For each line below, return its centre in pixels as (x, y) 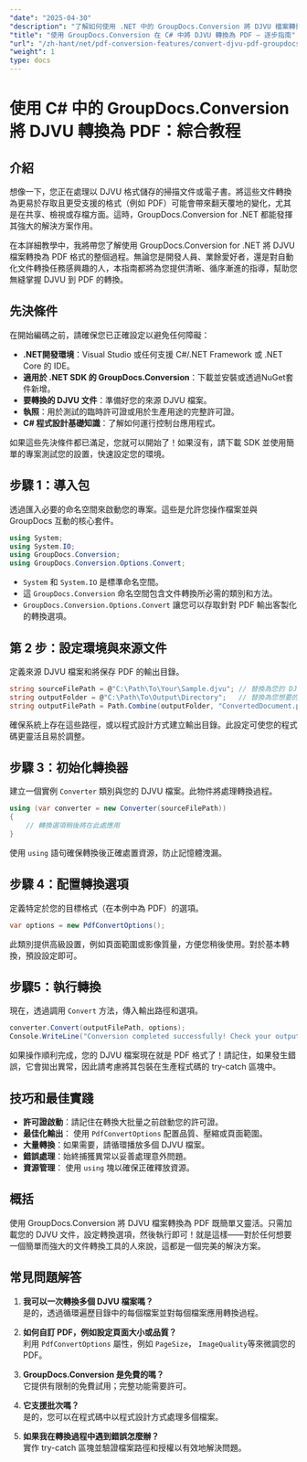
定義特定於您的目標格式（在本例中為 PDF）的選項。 (106, 908)
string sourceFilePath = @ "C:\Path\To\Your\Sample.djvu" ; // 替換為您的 (147, 688)
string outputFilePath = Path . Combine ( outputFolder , (112, 706)
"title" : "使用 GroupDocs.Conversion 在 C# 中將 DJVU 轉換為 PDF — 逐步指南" (153, 35)
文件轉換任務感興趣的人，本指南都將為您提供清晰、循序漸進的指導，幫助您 (157, 268)
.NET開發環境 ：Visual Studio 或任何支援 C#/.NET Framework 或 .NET (153, 354)
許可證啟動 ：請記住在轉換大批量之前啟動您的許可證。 (123, 1122)
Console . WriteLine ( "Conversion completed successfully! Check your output (155, 1037)
